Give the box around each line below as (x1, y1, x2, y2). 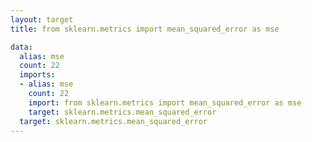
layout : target (10, 14, 74, 25)
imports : (19, 70, 56, 80)
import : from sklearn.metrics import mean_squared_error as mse (28, 97, 302, 108)
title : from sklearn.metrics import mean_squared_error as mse (10, 24, 280, 34)
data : (10, 42, 33, 52)
